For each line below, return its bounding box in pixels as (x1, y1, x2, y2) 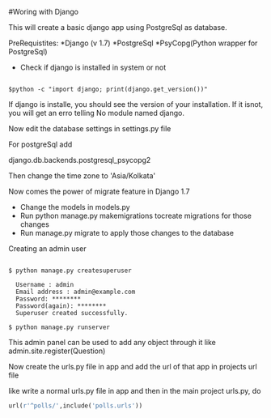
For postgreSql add (8, 139, 73, 149)
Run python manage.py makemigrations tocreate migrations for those (19, 211, 252, 220)
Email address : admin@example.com (15, 288, 136, 296)
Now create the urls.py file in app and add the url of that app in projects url (8, 362, 257, 371)
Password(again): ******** (15, 302, 107, 310)
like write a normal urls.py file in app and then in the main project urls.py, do (8, 386, 261, 395)
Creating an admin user (8, 244, 87, 254)
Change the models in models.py (19, 203, 131, 211)
